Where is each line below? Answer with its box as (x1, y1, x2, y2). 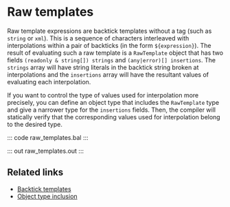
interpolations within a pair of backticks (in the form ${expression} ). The (7, 41, 211, 49)
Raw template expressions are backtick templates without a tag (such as (7, 27, 212, 35)
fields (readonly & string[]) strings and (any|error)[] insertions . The (7, 56, 216, 64)
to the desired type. (7, 120, 63, 128)
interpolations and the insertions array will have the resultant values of (7, 70, 209, 79)
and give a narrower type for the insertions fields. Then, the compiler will (7, 106, 216, 114)
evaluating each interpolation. (7, 77, 91, 86)
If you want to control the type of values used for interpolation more (7, 90, 199, 99)
